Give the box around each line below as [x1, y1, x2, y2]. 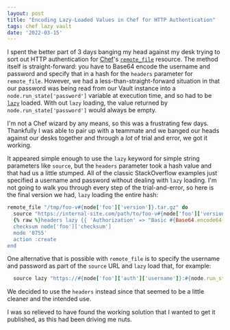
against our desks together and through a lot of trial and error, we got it [7, 134, 207, 142]
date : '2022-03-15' [7, 29, 63, 36]
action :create [13, 236, 57, 243]
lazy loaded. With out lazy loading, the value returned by [7, 99, 168, 107]
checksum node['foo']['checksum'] [13, 223, 112, 230]
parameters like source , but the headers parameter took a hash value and [7, 162, 212, 170]
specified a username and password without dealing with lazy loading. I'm [7, 176, 217, 185]
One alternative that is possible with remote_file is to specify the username [7, 255, 220, 263]
